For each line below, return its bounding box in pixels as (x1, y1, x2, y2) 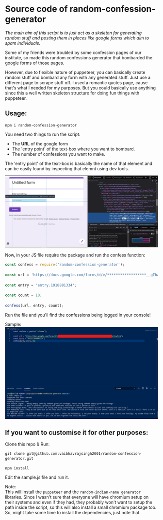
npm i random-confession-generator (5, 123, 77, 127)
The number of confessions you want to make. (12, 151, 106, 157)
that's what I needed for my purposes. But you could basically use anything (5, 85, 156, 90)
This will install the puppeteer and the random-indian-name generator (5, 489, 141, 495)
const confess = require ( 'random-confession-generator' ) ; (5, 262, 125, 267)
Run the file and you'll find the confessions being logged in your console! (5, 312, 151, 318)
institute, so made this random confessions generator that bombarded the (5, 54, 153, 60)
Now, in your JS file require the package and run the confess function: (5, 252, 146, 258)
